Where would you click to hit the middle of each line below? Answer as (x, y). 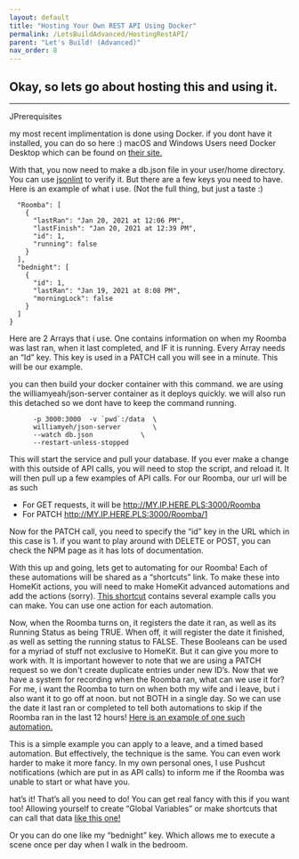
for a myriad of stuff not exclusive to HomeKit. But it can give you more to (144, 651)
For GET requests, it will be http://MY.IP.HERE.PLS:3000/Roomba (141, 505)
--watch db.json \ (89, 434)
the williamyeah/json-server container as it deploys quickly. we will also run (148, 393)
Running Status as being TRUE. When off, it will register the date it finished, (147, 632)
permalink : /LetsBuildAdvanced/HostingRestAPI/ (99, 34)
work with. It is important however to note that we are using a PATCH (135, 660)
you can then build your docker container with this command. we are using (146, 384)
